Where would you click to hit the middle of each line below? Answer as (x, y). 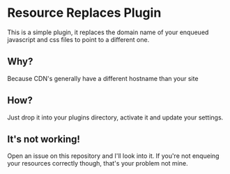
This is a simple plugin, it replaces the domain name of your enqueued (108, 32)
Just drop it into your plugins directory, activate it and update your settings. (115, 117)
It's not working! (44, 139)
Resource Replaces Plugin (84, 13)
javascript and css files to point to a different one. (78, 39)
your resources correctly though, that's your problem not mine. (98, 164)
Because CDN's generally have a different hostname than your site (103, 78)
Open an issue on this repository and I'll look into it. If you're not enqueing (113, 156)
